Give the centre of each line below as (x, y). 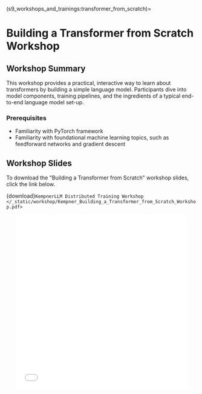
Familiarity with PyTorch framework (59, 131)
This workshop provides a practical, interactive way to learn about (89, 83)
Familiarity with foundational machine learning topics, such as (92, 138)
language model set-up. (54, 102)
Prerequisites (26, 118)
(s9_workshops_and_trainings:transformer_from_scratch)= (79, 9)
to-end (15, 102)
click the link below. (31, 184)
